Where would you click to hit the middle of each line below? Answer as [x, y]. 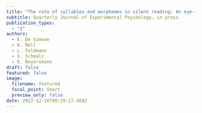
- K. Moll [24, 45]
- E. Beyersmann [32, 62]
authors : [17, 34]
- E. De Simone [31, 39]
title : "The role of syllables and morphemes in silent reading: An [94, 12]
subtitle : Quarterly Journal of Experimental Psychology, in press [93, 17]
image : [14, 78]
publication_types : [31, 23]
